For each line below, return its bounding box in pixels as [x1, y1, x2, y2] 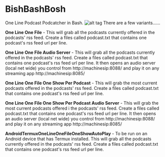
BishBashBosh [5, 3, 66, 15]
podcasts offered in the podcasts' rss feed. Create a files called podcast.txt [5, 85, 159, 91]
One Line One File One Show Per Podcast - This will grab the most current [5, 80, 158, 86]
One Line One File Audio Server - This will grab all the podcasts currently [5, 49, 155, 55]
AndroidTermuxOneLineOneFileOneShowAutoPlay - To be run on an [5, 130, 147, 136]
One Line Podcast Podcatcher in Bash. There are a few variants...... [5, 20, 161, 26]
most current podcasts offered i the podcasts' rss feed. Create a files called [5, 105, 160, 111]
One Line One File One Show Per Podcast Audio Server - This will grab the [5, 100, 159, 106]
